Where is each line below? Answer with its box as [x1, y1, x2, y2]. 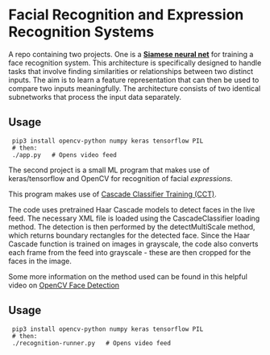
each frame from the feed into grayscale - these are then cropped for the [8, 247, 251, 257]
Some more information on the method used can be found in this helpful [8, 271, 248, 281]
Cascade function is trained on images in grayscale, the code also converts [8, 239, 259, 249]
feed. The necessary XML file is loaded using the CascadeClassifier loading [8, 213, 260, 223]
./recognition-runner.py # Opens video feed [11, 339, 172, 347]
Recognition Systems [8, 23, 155, 41]
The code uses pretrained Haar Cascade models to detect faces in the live [8, 204, 255, 214]
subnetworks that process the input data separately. [8, 92, 182, 101]
